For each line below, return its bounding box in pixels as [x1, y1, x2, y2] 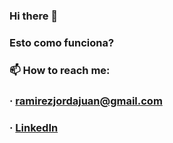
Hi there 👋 [9, 9, 59, 23]
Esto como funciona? [9, 35, 115, 49]
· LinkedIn [9, 120, 59, 134]
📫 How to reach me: [9, 63, 111, 77]
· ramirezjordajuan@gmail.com [9, 94, 163, 108]
